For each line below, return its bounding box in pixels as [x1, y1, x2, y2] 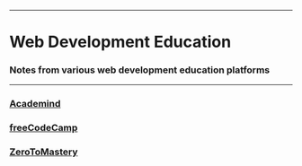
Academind [9, 98, 61, 110]
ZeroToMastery [9, 145, 78, 158]
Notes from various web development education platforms [9, 64, 271, 76]
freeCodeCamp [9, 122, 78, 135]
